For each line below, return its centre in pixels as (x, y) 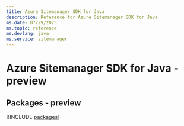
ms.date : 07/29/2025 (32, 22)
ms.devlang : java (28, 34)
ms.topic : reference (32, 28)
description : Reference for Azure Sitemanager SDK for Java (82, 17)
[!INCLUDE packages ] (33, 117)
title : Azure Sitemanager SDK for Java (55, 12)
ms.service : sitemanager (37, 39)
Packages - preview (44, 103)
